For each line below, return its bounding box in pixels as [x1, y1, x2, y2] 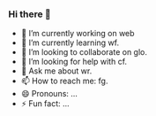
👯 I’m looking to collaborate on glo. [20, 47, 147, 58]
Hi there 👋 [8, 8, 52, 20]
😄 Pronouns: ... [20, 89, 78, 99]
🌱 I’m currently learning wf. [20, 37, 120, 48]
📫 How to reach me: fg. [20, 75, 108, 87]
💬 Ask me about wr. [20, 66, 93, 76]
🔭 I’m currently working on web [20, 28, 135, 39]
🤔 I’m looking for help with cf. [20, 57, 128, 67]
